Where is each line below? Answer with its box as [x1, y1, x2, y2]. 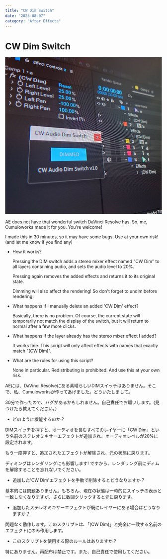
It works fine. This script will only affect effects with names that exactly [12, 343, 158, 349]
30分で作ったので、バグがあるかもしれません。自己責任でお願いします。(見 [5, 399, 160, 405]
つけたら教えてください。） [5, 406, 60, 412]
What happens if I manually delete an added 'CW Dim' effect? [12, 303, 139, 309]
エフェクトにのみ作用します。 [5, 528, 66, 534]
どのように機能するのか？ [12, 416, 65, 422]
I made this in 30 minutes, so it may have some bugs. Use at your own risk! [5, 234, 159, 240]
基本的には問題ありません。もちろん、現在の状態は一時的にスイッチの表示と [5, 488, 162, 494]
